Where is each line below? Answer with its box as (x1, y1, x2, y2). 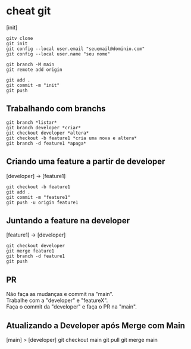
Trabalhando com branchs (6, 104, 106, 114)
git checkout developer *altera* (6, 130, 89, 136)
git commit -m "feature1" (6, 194, 70, 200)
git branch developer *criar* (6, 124, 82, 130)
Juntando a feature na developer (6, 216, 130, 226)
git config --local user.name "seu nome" (6, 51, 111, 57)
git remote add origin (6, 67, 62, 73)
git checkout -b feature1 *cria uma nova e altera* (6, 135, 137, 141)
